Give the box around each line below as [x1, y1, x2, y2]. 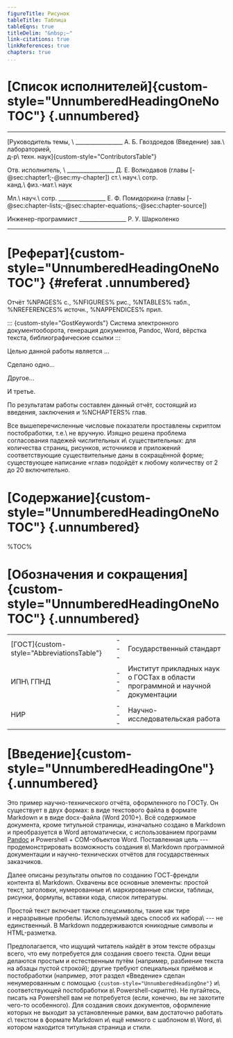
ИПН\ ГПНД [10, 677, 51, 686]
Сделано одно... [7, 360, 55, 368]
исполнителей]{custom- [60, 79, 208, 94]
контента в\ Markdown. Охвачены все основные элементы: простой [7, 878, 209, 886]
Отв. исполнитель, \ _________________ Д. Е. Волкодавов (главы [7, 166, 189, 174]
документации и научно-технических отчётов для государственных [7, 850, 209, 858]
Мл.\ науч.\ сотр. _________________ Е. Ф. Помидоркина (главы [7, 193, 186, 202]
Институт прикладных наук [128, 664, 221, 673]
